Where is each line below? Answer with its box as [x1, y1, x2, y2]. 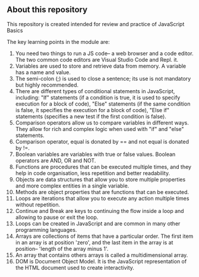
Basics [7, 27, 23, 34]
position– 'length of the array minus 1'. [15, 245, 109, 252]
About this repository [7, 5, 88, 15]
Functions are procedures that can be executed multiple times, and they [15, 163, 192, 170]
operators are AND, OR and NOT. [15, 157, 96, 164]
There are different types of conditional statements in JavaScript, [15, 87, 175, 94]
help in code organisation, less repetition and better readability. [15, 169, 170, 177]
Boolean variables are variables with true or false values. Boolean [15, 151, 176, 158]
